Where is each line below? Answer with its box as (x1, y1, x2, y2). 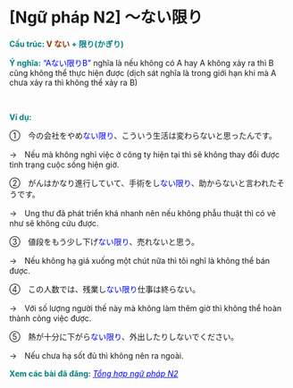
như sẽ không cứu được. (9, 217, 99, 228)
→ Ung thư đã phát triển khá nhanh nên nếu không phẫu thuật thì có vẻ (9, 207, 277, 218)
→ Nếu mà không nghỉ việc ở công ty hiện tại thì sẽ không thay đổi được (9, 148, 280, 160)
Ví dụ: (9, 112, 32, 122)
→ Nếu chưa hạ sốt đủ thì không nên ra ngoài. (9, 350, 184, 361)
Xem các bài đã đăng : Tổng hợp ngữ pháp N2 (9, 367, 179, 379)
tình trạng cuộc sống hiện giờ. (9, 159, 120, 170)
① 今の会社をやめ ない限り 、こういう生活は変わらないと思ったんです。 (9, 130, 277, 140)
